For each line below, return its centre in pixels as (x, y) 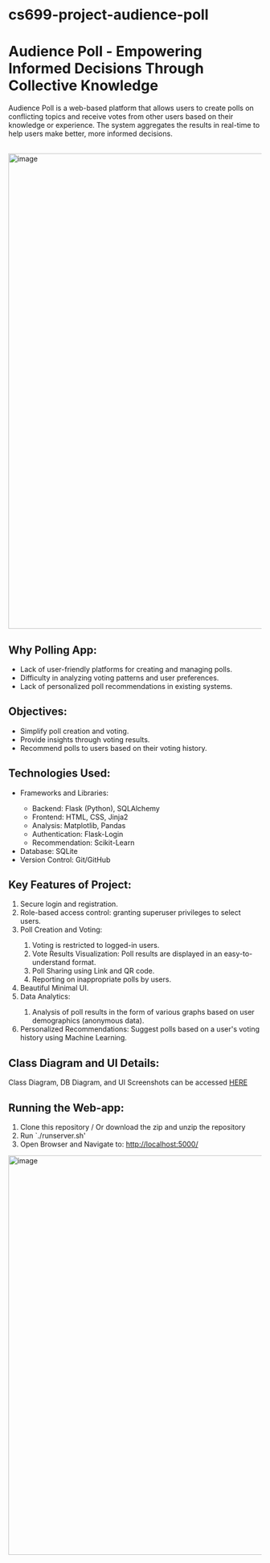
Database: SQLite (49, 851)
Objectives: (38, 712)
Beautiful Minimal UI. (54, 988)
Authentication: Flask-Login (78, 834)
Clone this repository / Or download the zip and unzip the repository (133, 1127)
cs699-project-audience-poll (108, 15)
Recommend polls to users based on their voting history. (113, 748)
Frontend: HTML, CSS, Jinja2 (80, 817)
